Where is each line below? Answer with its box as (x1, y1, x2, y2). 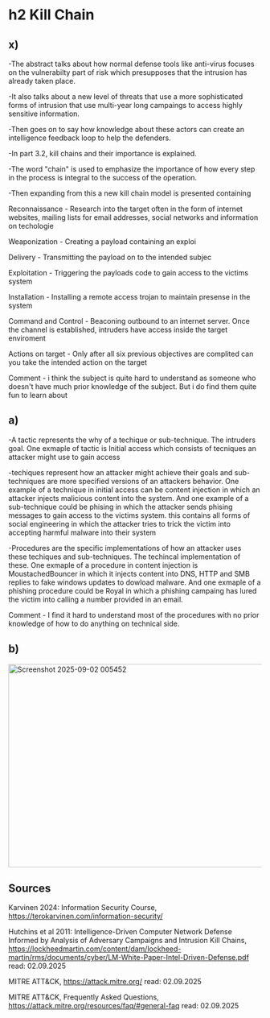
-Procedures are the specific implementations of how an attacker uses (8, 543, 242, 552)
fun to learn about (8, 391, 68, 399)
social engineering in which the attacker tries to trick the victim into (8, 519, 231, 528)
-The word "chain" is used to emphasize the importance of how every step (8, 164, 256, 174)
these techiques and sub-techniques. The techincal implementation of (8, 552, 241, 561)
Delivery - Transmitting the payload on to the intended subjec (8, 252, 211, 262)
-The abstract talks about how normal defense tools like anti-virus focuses (8, 59, 255, 68)
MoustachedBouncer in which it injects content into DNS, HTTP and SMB (8, 569, 251, 578)
